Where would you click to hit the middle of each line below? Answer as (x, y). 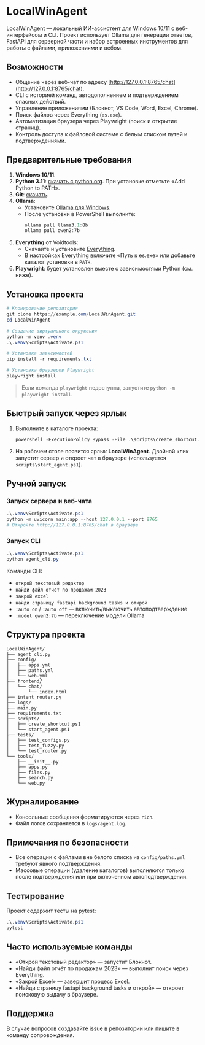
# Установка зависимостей (39, 353)
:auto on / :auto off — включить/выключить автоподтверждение (101, 609)
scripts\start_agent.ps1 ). (49, 464)
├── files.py (34, 772)
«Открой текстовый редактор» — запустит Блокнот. (83, 962)
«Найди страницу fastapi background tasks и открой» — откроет (99, 988)
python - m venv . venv (34, 337)
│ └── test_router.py (37, 751)
